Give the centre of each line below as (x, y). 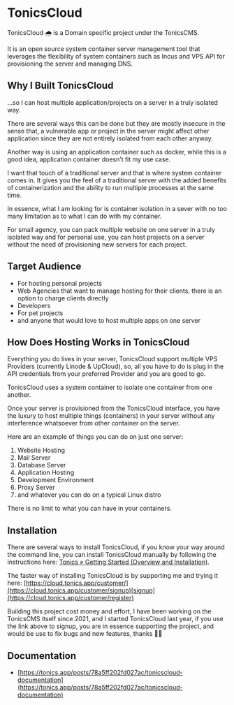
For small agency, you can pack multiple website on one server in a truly (111, 229)
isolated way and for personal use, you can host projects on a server (106, 237)
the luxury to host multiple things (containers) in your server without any (111, 416)
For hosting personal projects (60, 283)
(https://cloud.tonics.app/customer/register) (71, 598)
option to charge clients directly (63, 298)
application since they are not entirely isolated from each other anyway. (110, 138)
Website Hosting (41, 450)
